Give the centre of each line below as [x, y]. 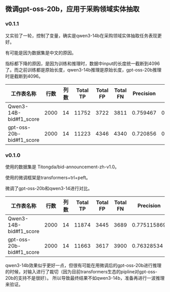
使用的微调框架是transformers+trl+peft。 [48, 177]
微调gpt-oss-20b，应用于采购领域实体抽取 [73, 9]
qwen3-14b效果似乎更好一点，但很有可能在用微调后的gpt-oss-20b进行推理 [83, 265]
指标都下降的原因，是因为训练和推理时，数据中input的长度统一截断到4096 [83, 63]
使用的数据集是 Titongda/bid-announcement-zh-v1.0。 [62, 167]
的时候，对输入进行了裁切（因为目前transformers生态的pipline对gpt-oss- [81, 271]
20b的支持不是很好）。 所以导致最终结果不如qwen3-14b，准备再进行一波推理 [85, 278]
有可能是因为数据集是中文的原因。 [41, 53]
